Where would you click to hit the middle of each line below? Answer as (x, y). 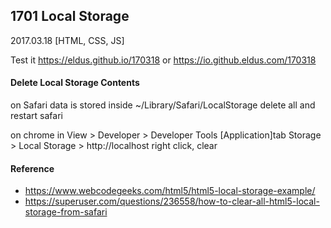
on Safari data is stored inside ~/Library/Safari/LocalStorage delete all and (163, 105)
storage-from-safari (66, 212)
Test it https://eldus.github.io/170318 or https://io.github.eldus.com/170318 (163, 60)
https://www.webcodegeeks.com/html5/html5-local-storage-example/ (170, 191)
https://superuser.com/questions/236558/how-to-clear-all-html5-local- (172, 201)
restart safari (36, 116)
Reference (32, 168)
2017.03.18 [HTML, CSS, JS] (67, 40)
